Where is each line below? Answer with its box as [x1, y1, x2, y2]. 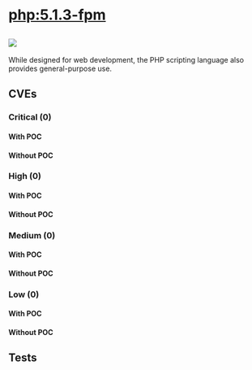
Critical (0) [8, 111, 52, 123]
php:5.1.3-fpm [8, 6, 106, 24]
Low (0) [8, 289, 40, 300]
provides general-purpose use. [8, 63, 112, 73]
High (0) [8, 171, 42, 182]
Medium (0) [8, 229, 56, 241]
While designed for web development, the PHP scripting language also [8, 55, 245, 64]
